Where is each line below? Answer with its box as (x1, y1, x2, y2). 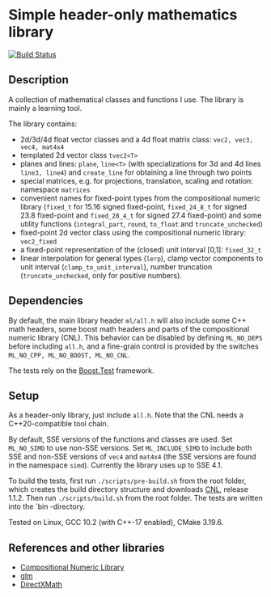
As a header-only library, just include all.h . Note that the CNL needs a (8, 410, 244, 420)
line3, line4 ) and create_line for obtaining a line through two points (19, 167, 252, 177)
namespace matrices (19, 184, 91, 194)
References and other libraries (8, 540, 165, 555)
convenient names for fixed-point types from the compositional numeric (19, 193, 260, 203)
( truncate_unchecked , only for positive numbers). (19, 270, 182, 280)
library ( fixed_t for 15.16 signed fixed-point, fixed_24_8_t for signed (19, 201, 248, 211)
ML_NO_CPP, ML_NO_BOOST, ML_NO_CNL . (8, 349, 131, 359)
